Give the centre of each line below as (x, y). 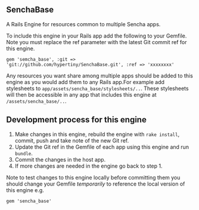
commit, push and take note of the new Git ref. (72, 140)
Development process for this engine (77, 120)
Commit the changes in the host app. (60, 159)
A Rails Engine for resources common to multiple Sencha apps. (83, 24)
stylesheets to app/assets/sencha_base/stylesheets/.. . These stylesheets (97, 88)
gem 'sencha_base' (29, 201)
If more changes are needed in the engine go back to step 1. (88, 166)
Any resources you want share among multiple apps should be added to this (100, 75)
